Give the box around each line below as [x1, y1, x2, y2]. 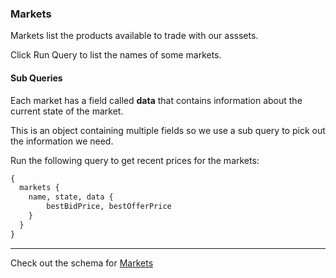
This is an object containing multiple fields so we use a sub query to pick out [10, 124, 326, 136]
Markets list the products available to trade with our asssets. [10, 30, 259, 42]
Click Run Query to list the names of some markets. [10, 49, 222, 61]
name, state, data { [28, 192, 114, 202]
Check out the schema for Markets [10, 257, 154, 269]
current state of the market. [10, 105, 124, 117]
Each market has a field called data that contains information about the [10, 94, 303, 106]
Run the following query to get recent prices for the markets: [10, 154, 260, 166]
